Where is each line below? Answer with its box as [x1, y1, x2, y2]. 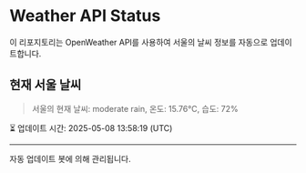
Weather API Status [9, 5, 161, 26]
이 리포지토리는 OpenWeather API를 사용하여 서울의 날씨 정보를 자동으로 [9, 36, 269, 47]
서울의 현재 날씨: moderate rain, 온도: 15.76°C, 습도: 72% [31, 103, 239, 114]
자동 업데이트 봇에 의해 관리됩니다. [9, 153, 131, 164]
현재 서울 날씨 [9, 77, 82, 93]
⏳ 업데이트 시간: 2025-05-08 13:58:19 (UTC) [9, 122, 173, 133]
